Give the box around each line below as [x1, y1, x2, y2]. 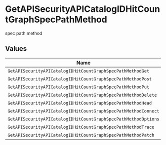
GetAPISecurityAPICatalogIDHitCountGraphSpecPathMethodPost [7, 76, 152, 82]
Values [5, 44, 27, 53]
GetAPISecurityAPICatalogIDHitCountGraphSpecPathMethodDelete [7, 92, 157, 98]
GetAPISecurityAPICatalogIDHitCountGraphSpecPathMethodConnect [7, 108, 160, 114]
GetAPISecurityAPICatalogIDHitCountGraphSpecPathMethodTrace [7, 124, 155, 130]
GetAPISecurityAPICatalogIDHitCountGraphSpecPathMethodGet [7, 68, 150, 73]
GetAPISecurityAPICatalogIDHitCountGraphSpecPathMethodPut [7, 84, 150, 90]
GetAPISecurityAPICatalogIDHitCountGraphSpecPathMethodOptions [7, 116, 160, 122]
